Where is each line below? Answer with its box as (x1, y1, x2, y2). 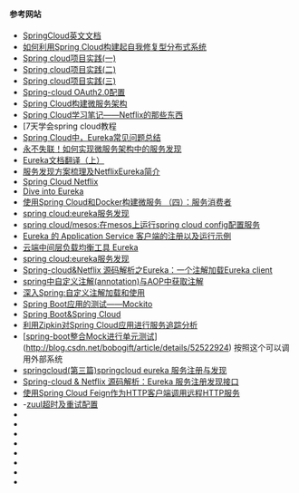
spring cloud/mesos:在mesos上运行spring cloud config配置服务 (22, 219, 261, 230)
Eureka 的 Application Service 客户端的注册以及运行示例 (22, 231, 232, 242)
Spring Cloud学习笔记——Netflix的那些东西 (22, 110, 184, 121)
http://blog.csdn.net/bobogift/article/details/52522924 (25, 343, 229, 353)
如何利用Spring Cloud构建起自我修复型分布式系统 (22, 42, 207, 53)
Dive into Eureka (22, 186, 84, 197)
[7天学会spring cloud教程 (22, 121, 118, 131)
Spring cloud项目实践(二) (22, 64, 116, 75)
